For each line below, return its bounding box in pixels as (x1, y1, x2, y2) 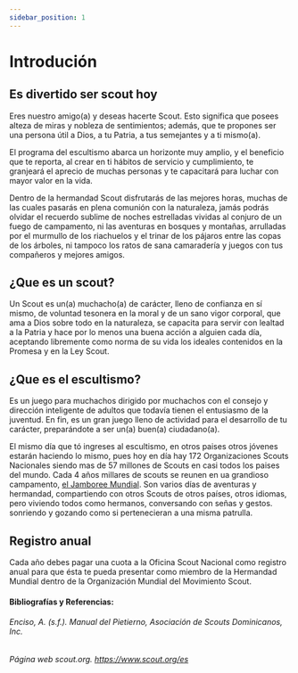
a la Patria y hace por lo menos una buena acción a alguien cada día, (9, 327, 262, 338)
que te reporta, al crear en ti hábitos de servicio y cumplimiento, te (9, 156, 254, 167)
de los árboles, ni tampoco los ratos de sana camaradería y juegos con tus (9, 240, 284, 250)
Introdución (9, 51, 98, 71)
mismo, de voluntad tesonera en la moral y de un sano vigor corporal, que (9, 308, 281, 319)
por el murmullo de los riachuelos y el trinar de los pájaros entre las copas (9, 230, 282, 241)
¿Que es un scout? (9, 275, 115, 291)
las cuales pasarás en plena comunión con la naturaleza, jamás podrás (9, 201, 269, 212)
